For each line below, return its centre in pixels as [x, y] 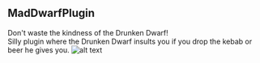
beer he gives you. [38, 50]
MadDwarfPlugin [51, 13]
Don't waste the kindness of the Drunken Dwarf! [88, 32]
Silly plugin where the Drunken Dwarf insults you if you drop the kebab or [130, 41]
